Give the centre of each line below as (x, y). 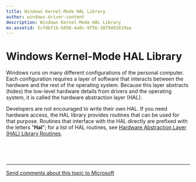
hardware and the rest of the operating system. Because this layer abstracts (97, 85)
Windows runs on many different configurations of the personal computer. (95, 73)
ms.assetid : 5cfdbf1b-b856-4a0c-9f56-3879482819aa (69, 28)
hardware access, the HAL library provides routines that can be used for (93, 115)
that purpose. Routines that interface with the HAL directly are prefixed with (97, 121)
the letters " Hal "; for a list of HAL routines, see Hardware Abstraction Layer (96, 127)
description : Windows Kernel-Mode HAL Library (64, 22)
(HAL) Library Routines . (34, 134)
